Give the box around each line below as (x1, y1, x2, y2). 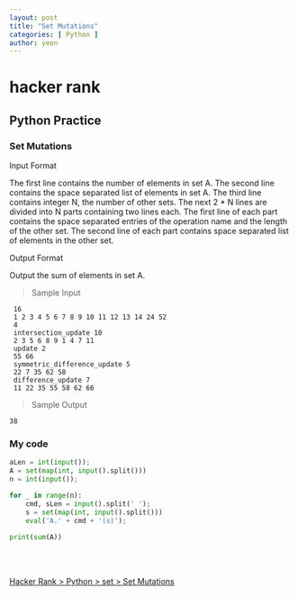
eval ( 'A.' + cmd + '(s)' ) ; (25, 516, 127, 525)
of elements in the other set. (9, 235, 114, 246)
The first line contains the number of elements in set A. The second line (9, 177, 275, 189)
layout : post (9, 13, 59, 23)
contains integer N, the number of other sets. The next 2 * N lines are (9, 197, 267, 208)
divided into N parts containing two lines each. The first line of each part (9, 206, 278, 217)
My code (9, 438, 49, 450)
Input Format (9, 160, 57, 171)
